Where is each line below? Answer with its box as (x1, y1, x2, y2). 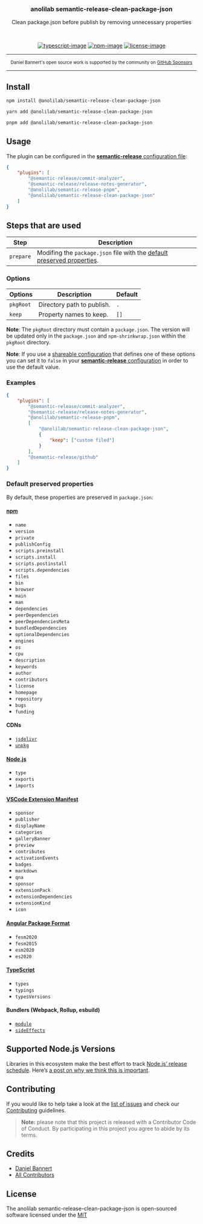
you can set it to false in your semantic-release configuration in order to (6, 356, 188, 364)
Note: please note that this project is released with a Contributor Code (21, 1118, 196, 1126)
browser (14, 586, 34, 592)
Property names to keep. (38, 310, 109, 318)
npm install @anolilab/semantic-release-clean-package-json (6, 98, 161, 104)
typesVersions (14, 994, 51, 1000)
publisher (14, 817, 40, 823)
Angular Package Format (6, 919, 70, 926)
